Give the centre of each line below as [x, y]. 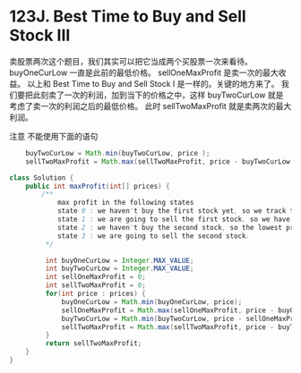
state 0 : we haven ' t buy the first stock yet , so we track [172, 211]
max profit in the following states [125, 203]
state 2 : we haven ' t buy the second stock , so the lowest [169, 227]
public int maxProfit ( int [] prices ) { [98, 186]
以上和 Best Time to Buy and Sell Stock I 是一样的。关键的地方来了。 [153, 83]
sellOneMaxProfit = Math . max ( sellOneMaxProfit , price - [168, 310]
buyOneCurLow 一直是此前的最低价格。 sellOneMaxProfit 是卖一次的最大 [144, 72]
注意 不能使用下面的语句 [54, 136]
